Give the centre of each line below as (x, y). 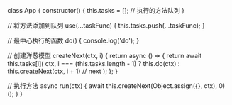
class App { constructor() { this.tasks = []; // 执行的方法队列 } (96, 10)
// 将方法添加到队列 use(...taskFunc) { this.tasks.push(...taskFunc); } (106, 26)
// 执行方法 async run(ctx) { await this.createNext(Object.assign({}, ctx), (112, 86)
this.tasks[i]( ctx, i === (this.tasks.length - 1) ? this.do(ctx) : (94, 63)
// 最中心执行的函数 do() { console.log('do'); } (73, 40)
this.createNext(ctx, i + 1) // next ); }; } (63, 71)
